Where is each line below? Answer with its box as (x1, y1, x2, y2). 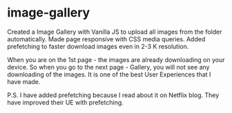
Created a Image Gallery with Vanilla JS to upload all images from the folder (7, 28, 222, 36)
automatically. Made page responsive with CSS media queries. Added (7, 34, 206, 43)
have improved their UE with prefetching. (7, 98, 124, 106)
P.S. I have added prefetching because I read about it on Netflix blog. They (7, 91, 220, 99)
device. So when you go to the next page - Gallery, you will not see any (7, 63, 210, 71)
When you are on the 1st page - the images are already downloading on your (7, 55, 226, 63)
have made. (7, 77, 41, 85)
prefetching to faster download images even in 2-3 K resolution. (7, 42, 189, 50)
